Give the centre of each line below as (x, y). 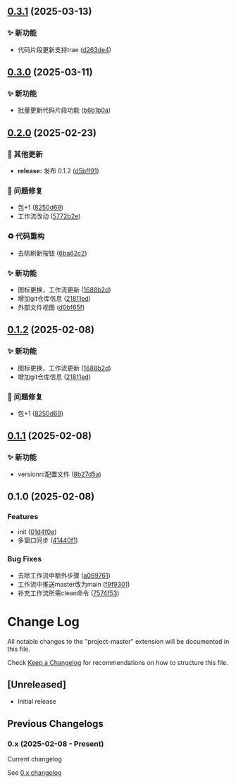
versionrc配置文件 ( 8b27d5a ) (60, 474)
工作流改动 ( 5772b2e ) (49, 216)
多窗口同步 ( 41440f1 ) (48, 540)
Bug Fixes (25, 559)
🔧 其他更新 (25, 154)
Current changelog (35, 759)
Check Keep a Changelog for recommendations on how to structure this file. (118, 662)
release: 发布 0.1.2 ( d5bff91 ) (58, 171)
